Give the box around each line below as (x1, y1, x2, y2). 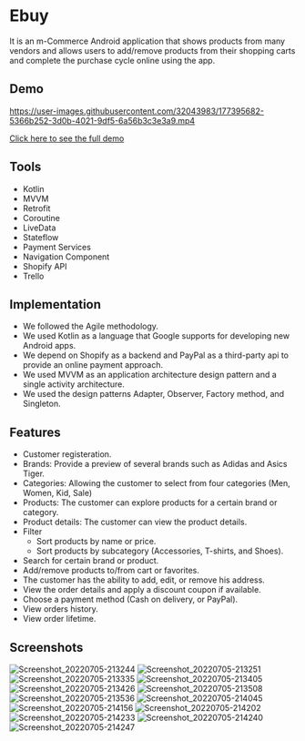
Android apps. (22, 340, 76, 351)
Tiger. (22, 468, 46, 479)
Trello (22, 270, 45, 281)
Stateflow (22, 231, 59, 242)
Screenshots (9, 639, 84, 655)
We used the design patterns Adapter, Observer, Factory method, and (22, 389, 285, 400)
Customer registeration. (22, 449, 112, 460)
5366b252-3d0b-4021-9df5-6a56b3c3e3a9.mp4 (9, 115, 196, 126)
